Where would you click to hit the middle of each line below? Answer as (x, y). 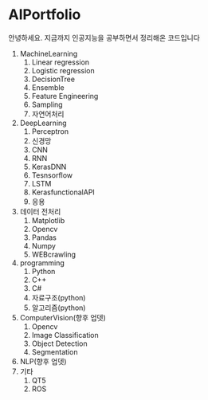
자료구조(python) (59, 297)
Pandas (44, 237)
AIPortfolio (45, 15)
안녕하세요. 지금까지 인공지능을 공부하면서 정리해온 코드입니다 (104, 37)
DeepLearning (43, 123)
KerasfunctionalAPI (63, 192)
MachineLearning (49, 53)
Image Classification (65, 335)
